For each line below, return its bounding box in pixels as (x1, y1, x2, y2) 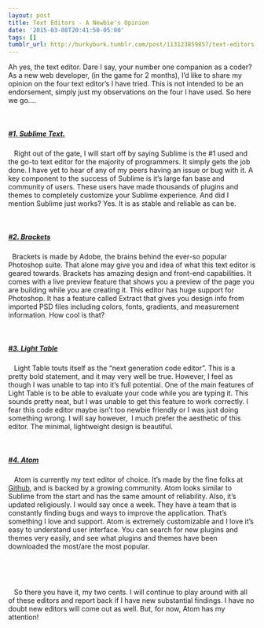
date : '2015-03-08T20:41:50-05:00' (8, 26, 125, 34)
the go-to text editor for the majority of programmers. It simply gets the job (8, 157, 251, 167)
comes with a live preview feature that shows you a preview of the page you (8, 277, 255, 287)
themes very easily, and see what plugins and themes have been (8, 534, 218, 542)
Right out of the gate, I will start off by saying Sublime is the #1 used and (13, 149, 247, 158)
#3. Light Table (8, 343, 59, 353)
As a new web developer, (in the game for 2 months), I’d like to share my (8, 71, 242, 80)
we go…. (8, 96, 37, 105)
